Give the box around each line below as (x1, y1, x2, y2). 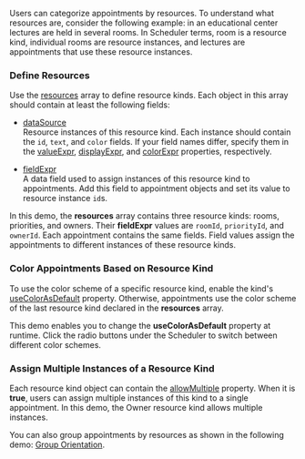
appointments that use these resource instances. (9, 46, 193, 57)
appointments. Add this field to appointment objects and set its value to (22, 183, 290, 194)
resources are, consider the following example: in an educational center (9, 17, 279, 28)
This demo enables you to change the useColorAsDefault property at (9, 320, 271, 331)
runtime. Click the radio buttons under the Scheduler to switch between (9, 330, 278, 341)
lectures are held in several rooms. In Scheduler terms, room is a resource (9, 27, 287, 37)
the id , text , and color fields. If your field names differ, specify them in (22, 137, 290, 148)
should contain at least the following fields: (9, 99, 170, 110)
